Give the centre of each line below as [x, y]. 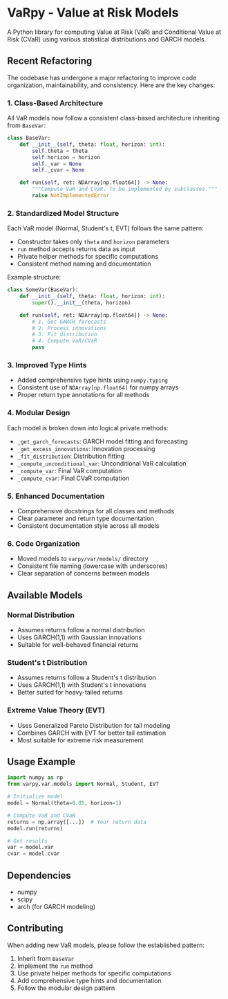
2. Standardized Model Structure [63, 213]
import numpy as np [35, 778]
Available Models [45, 595]
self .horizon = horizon [66, 157]
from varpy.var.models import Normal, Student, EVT [83, 784]
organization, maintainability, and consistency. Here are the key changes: [111, 85]
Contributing [35, 928]
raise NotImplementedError [71, 196]
